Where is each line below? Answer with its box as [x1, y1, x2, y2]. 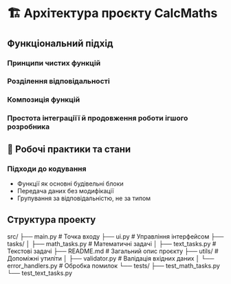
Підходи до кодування [7, 164, 87, 173]
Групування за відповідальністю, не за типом [16, 194, 151, 202]
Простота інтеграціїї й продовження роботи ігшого [7, 113, 188, 123]
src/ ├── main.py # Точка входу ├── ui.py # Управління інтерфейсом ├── [7, 232, 224, 241]
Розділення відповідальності [7, 76, 110, 86]
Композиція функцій [7, 95, 80, 105]
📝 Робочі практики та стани [7, 143, 131, 155]
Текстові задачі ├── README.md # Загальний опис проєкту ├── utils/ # [7, 247, 219, 255]
